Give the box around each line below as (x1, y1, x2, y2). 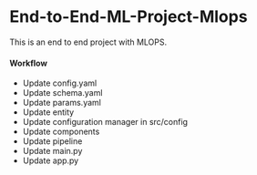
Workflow (9, 57, 48, 68)
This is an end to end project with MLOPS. (9, 36, 168, 47)
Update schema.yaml (22, 87, 103, 98)
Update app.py (22, 155, 79, 166)
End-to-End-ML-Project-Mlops (9, 6, 248, 27)
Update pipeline (22, 136, 83, 147)
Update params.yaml (22, 98, 102, 108)
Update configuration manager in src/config (22, 117, 189, 128)
